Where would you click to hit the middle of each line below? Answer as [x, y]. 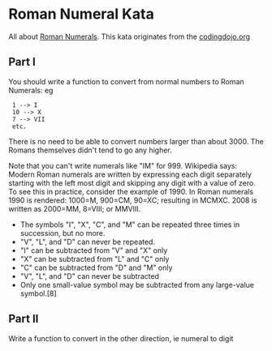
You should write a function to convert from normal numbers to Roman [127, 81]
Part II [24, 319]
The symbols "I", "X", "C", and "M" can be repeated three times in [130, 225]
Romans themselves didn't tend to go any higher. [90, 150]
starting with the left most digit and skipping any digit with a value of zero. [132, 182]
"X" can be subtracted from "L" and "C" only [95, 259]
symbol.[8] [38, 293]
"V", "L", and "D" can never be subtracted [90, 276]
